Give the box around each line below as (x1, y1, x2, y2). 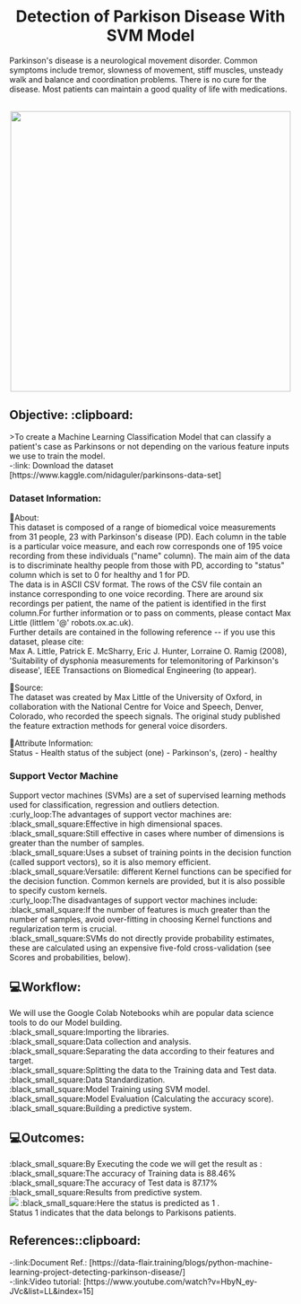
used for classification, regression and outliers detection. (9, 800, 219, 810)
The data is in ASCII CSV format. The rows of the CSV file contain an (9, 579, 262, 590)
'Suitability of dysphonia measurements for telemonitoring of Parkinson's (9, 655, 279, 666)
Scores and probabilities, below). (9, 952, 132, 963)
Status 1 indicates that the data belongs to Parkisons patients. (9, 1207, 237, 1218)
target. (9, 1055, 34, 1066)
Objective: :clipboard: (9, 407, 133, 423)
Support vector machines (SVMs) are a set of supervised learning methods (9, 790, 287, 801)
